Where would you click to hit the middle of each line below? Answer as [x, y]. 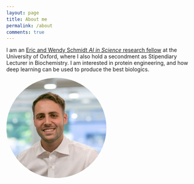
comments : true [25, 32]
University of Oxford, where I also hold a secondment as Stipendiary [92, 56]
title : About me [27, 19]
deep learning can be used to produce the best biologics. [78, 69]
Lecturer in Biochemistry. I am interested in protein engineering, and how [97, 63]
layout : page [23, 13]
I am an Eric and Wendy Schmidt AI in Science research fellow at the [92, 50]
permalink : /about [29, 26]
